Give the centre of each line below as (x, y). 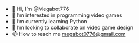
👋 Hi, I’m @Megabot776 (40, 9)
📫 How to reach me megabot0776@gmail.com (69, 34)
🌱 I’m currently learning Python (49, 21)
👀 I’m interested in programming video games (67, 15)
